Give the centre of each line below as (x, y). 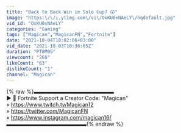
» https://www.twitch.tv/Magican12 (50, 105)
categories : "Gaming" (34, 29)
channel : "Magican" (31, 74)
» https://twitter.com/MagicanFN (47, 111)
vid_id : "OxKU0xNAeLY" (35, 23)
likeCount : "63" (27, 63)
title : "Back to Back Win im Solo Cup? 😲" (62, 12)
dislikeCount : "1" (30, 69)
